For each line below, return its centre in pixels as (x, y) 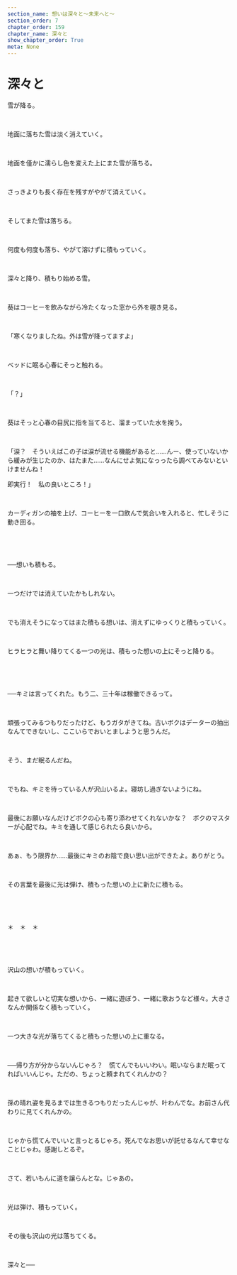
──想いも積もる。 (34, 564)
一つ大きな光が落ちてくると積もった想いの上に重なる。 (88, 1036)
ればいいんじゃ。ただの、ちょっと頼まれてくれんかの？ (88, 1073)
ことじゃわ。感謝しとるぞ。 (48, 1149)
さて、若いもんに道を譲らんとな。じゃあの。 (72, 1178)
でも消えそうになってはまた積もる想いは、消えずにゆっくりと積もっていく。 (118, 622)
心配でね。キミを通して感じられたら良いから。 (88, 826)
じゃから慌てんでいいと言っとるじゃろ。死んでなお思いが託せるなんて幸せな (118, 1140)
